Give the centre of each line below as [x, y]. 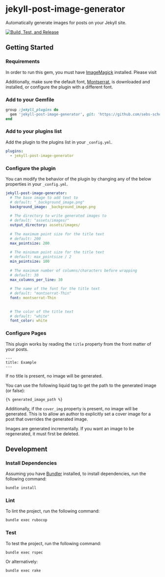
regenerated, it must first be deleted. [43, 434]
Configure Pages [26, 333]
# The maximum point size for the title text [57, 234]
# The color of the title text [42, 312]
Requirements [23, 61]
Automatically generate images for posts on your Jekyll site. [66, 23]
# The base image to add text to [44, 198]
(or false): [15, 390]
